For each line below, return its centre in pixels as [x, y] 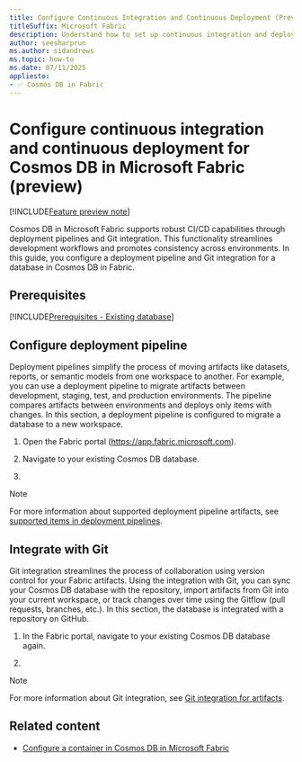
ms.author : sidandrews [52, 51]
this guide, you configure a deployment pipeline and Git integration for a [142, 257]
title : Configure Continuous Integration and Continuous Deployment [140, 18]
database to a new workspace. [67, 425]
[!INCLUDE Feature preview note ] [70, 211]
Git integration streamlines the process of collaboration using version [137, 571]
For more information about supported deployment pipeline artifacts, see [144, 511]
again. [34, 645]
